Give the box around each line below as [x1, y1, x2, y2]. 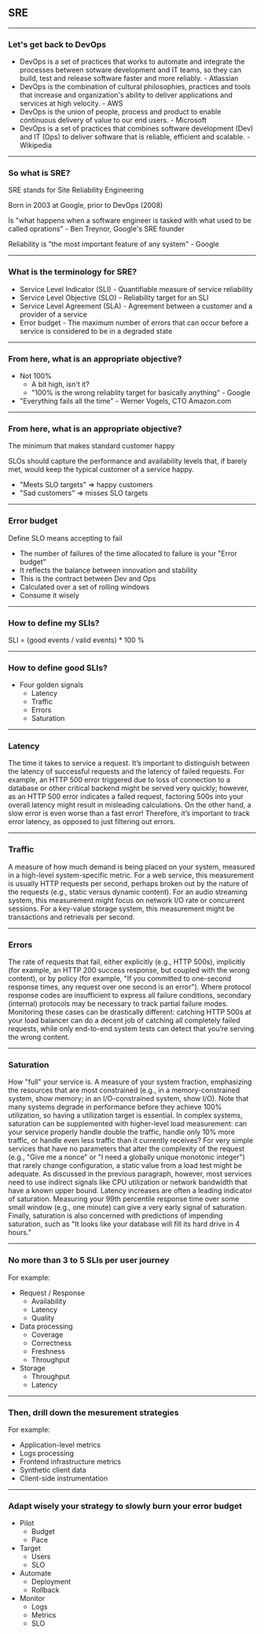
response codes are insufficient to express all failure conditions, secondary [8, 991, 251, 1000]
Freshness [31, 1346, 65, 1356]
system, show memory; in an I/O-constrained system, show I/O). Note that [8, 1094, 249, 1104]
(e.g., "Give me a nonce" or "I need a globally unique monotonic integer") [8, 1152, 246, 1162]
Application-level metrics [19, 1440, 101, 1449]
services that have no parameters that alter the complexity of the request [8, 1144, 245, 1154]
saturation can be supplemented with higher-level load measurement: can [8, 1119, 247, 1129]
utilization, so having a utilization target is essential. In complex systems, [8, 1111, 243, 1120]
